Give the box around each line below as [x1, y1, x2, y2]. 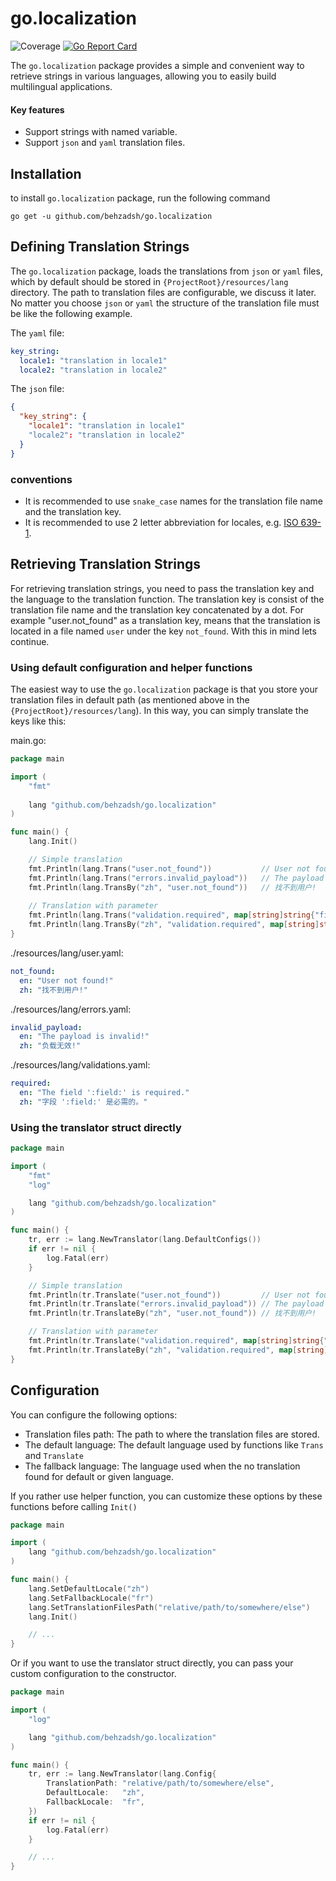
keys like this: [10, 715, 67, 727]
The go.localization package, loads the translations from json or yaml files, [10, 265, 323, 277]
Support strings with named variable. [24, 126, 178, 138]
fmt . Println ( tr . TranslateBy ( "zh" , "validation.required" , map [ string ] [28, 1345, 329, 1355]
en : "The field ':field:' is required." [19, 1088, 190, 1098]
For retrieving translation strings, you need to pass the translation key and [10, 582, 315, 594]
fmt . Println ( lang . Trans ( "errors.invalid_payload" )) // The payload [28, 873, 325, 883]
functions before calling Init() [10, 1500, 138, 1512]
